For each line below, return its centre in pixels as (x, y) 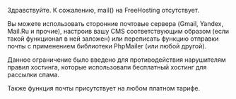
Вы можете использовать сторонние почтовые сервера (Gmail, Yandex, (116, 24)
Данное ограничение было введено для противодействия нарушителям (117, 60)
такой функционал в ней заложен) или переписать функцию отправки (113, 39)
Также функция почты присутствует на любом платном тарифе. (104, 88)
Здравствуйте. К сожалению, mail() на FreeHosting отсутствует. (104, 10)
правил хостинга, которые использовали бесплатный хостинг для (107, 67)
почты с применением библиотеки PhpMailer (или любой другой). (107, 46)
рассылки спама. (34, 74)
